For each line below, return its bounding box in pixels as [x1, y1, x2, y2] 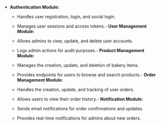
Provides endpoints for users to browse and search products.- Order [17, 72, 156, 78]
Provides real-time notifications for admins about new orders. [17, 115, 141, 121]
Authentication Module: [9, 4, 60, 10]
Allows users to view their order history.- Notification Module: [17, 96, 143, 102]
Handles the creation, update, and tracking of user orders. [17, 87, 135, 93]
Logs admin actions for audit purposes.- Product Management [17, 48, 144, 53]
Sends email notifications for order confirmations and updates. [17, 106, 143, 111]
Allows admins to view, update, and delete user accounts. [17, 38, 134, 44]
